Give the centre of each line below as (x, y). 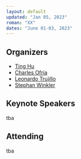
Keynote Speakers (41, 104)
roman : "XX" (21, 22)
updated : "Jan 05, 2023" (37, 17)
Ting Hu (24, 66)
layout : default (26, 12)
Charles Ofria (31, 73)
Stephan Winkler (35, 85)
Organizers (27, 52)
